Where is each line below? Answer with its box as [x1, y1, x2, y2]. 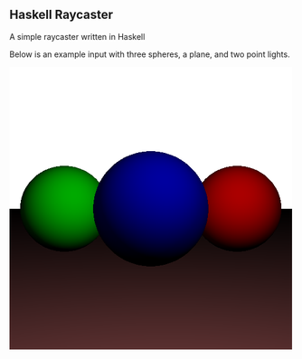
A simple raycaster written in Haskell [9, 31, 146, 42]
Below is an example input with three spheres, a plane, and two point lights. [9, 49, 291, 60]
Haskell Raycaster [9, 7, 114, 23]
